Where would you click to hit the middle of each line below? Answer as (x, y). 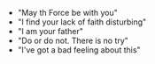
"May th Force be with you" (67, 13)
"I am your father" (50, 31)
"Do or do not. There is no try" (73, 40)
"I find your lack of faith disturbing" (82, 22)
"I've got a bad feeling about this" (79, 50)
